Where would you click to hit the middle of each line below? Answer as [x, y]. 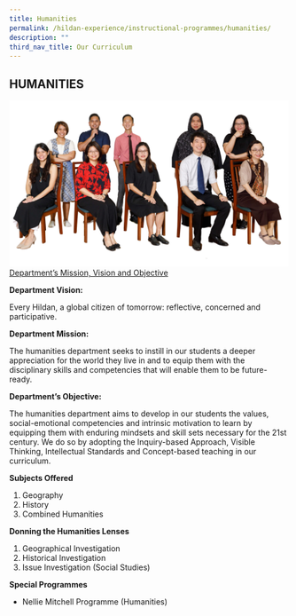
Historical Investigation [64, 558]
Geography [43, 495]
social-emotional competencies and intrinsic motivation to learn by [131, 423]
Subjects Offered [41, 478]
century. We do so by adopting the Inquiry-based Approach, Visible [132, 442]
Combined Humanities [62, 514]
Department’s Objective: [55, 397]
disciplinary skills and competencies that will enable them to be [125, 370]
